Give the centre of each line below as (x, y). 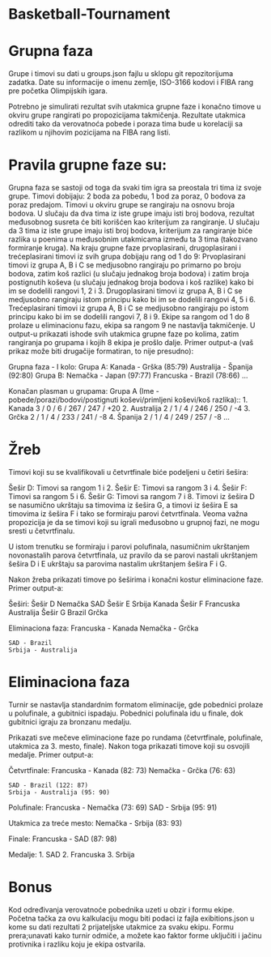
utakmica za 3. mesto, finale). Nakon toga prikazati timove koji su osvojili (129, 746)
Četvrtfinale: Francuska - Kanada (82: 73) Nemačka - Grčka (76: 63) (122, 770)
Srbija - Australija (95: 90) (59, 792)
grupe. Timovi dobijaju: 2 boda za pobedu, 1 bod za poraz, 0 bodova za (127, 196)
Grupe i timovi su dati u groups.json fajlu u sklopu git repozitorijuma (121, 74)
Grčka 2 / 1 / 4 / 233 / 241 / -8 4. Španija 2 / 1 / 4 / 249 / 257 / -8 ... (119, 417)
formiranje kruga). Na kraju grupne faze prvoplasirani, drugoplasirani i (125, 248)
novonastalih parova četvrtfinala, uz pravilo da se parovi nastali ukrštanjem (133, 555)
